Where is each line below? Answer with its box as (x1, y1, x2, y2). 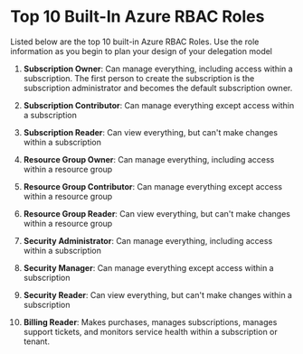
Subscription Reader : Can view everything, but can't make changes (23, 126, 279, 137)
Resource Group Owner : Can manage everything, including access (23, 154, 275, 164)
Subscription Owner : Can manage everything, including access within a (23, 63, 293, 74)
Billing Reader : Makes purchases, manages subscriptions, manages (23, 316, 278, 327)
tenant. (23, 336, 51, 347)
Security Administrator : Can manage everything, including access (23, 235, 273, 246)
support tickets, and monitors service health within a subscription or (23, 326, 279, 337)
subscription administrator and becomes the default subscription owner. (23, 82, 293, 93)
